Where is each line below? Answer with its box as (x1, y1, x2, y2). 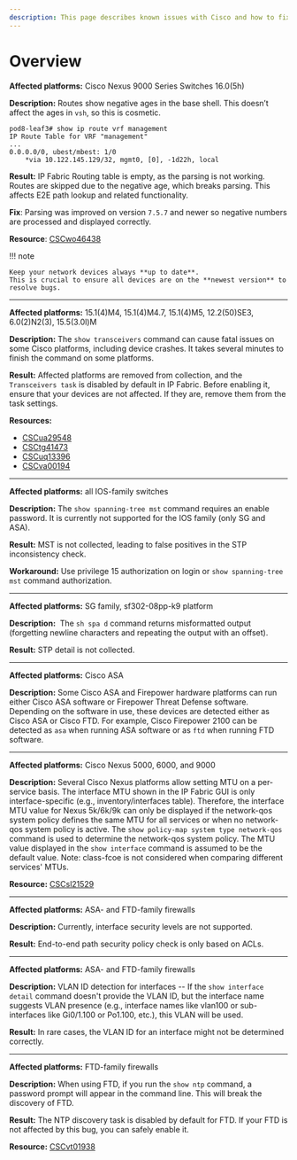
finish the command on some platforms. (9, 352, 155, 363)
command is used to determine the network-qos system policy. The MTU (9, 833, 276, 844)
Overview (9, 51, 82, 71)
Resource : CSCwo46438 (9, 233, 102, 244)
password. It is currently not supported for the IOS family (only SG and (9, 512, 266, 523)
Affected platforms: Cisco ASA (9, 670, 124, 681)
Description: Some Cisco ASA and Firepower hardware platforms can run (9, 687, 278, 697)
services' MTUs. (9, 861, 69, 872)
